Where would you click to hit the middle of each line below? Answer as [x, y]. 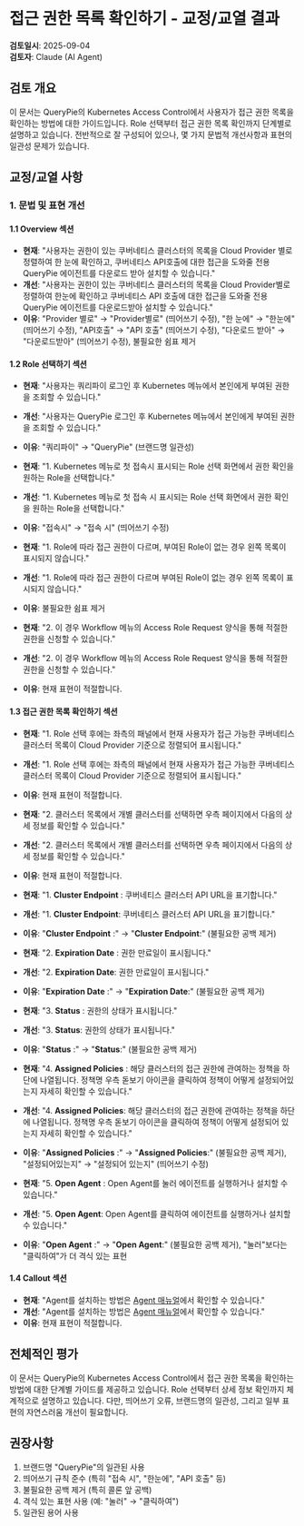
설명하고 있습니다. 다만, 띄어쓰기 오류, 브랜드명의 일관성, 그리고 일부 [160, 1401]
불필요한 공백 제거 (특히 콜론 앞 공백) [87, 1490]
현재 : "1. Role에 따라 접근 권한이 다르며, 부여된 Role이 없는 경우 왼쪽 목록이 [154, 547]
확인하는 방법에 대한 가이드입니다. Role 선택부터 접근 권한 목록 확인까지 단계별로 [151, 123]
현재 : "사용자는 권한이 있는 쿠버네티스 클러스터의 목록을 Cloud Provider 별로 [157, 251]
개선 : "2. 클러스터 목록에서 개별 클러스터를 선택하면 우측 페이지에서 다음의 [152, 845]
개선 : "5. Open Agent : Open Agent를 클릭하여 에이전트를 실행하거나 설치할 [157, 1214]
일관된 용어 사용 [50, 1512]
